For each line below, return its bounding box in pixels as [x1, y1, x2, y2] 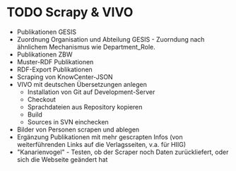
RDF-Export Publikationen [16, 65, 93, 73]
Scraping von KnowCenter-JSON [16, 72, 114, 81]
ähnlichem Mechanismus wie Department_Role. [16, 42, 156, 51]
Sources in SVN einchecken [27, 117, 109, 126]
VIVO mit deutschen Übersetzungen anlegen [16, 80, 148, 88]
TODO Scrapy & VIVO [6, 4, 134, 20]
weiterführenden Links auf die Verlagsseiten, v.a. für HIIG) [16, 140, 187, 148]
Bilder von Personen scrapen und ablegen [16, 125, 140, 134]
